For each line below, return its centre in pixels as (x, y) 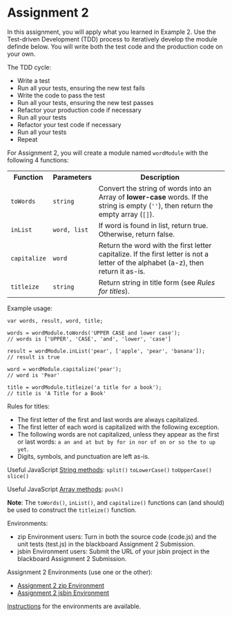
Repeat (27, 139)
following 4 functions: (38, 160)
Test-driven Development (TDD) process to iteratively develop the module (112, 39)
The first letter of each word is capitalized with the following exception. (118, 427)
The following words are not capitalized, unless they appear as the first (118, 434)
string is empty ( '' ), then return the (156, 205)
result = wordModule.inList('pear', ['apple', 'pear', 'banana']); (106, 351)
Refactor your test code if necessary (69, 124)
